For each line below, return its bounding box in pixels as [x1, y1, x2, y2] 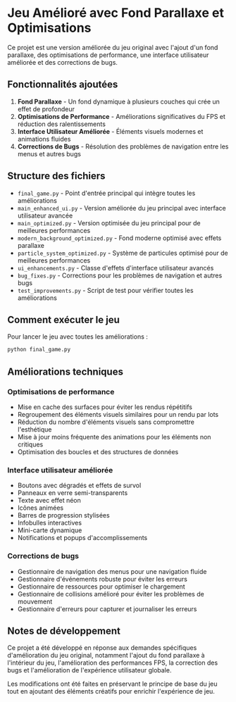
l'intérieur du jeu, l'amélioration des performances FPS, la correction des [7, 658, 218, 667]
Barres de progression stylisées [17, 511, 111, 520]
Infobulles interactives [17, 519, 82, 527]
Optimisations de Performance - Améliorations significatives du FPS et [17, 112, 225, 120]
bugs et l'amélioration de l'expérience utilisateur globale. [7, 666, 172, 675]
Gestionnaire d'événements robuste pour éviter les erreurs [17, 575, 188, 583]
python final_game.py [7, 346, 71, 353]
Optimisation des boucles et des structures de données [17, 447, 179, 456]
